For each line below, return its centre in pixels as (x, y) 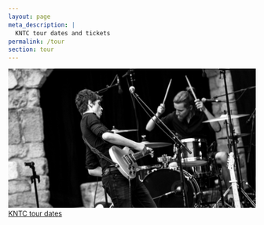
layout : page (29, 16)
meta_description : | (42, 25)
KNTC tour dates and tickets (63, 33)
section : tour (31, 50)
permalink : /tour (37, 42)
